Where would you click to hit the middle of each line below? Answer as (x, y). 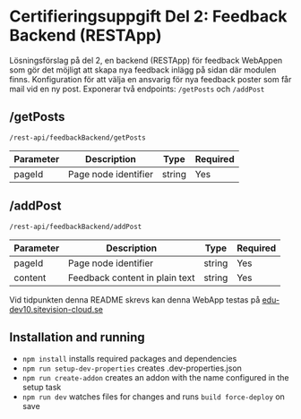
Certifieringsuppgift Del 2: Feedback (148, 17)
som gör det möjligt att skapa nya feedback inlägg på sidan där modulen (143, 70)
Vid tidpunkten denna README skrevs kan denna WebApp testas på (135, 299)
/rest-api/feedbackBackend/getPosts (77, 137)
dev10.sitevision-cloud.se (56, 309)
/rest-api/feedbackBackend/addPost (76, 227)
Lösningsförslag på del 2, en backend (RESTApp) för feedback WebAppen (146, 60)
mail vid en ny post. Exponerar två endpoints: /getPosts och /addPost (137, 89)
